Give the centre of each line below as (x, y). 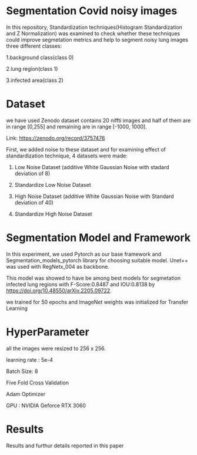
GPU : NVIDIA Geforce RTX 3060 (46, 405)
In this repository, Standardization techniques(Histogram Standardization (94, 27)
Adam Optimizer (26, 394)
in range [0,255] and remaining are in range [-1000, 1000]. (76, 126)
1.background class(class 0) (40, 57)
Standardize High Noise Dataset (53, 214)
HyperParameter (48, 332)
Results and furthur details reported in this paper (65, 446)
